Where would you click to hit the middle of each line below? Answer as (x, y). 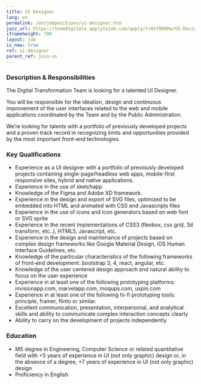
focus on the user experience (51, 276)
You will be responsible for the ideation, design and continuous (84, 102)
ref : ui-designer (28, 51)
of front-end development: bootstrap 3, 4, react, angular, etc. (90, 263)
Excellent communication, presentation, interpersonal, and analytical (99, 308)
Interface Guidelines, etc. (46, 250)
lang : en (17, 17)
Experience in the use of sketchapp (59, 187)
